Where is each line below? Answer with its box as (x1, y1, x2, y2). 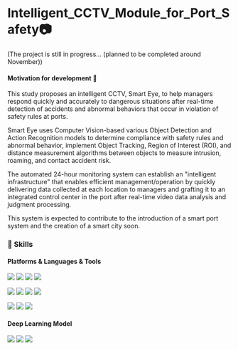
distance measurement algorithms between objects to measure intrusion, (7, 149, 222, 157)
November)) (7, 57, 43, 65)
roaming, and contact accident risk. (7, 157, 112, 165)
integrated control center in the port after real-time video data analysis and (7, 193, 226, 201)
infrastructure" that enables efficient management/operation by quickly (7, 178, 216, 186)
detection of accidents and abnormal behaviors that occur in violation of (7, 105, 219, 113)
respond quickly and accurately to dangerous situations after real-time (7, 97, 214, 106)
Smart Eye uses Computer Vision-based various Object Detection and (7, 126, 212, 134)
